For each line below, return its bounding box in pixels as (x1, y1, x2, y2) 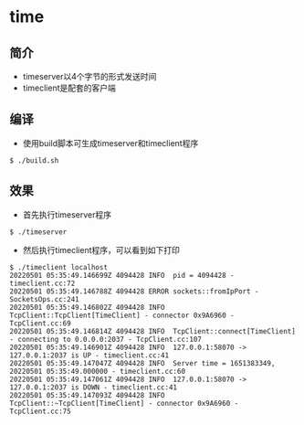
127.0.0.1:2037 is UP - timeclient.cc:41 (9, 350, 170, 360)
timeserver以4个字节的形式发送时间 (22, 71, 157, 81)
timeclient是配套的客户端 (22, 82, 116, 93)
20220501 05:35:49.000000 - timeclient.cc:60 (9, 367, 185, 376)
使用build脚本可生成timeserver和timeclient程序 (22, 137, 199, 148)
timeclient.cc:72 (9, 279, 76, 288)
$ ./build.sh (9, 155, 59, 165)
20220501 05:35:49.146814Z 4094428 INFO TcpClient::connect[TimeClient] (9, 326, 297, 335)
